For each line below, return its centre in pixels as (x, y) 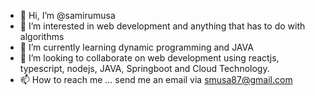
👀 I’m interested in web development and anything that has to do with (162, 26)
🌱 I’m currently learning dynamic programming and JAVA (136, 47)
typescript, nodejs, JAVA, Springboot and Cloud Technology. (144, 68)
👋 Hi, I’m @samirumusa (67, 15)
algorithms (42, 36)
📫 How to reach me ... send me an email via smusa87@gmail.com (156, 79)
